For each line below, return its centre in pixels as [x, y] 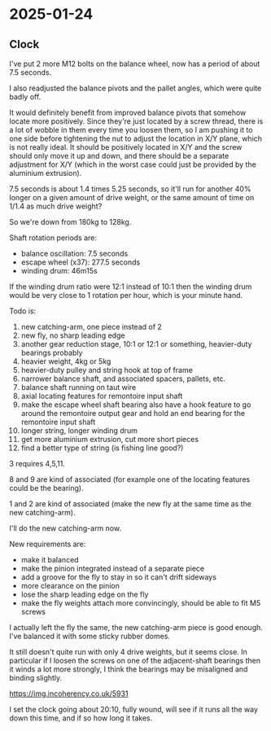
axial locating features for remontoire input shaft [102, 396]
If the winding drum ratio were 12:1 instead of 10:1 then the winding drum [131, 287]
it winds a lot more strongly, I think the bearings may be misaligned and [129, 669]
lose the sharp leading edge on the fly [85, 594]
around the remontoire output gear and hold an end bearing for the [133, 413]
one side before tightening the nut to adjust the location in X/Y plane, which [136, 138]
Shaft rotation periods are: [53, 238]
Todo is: [23, 311]
